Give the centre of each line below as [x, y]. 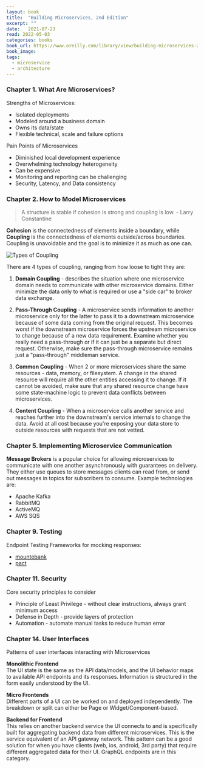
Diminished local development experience [67, 157]
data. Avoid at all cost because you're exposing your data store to [97, 423]
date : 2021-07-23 [31, 29]
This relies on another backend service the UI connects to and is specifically [102, 726]
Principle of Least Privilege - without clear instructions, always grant [100, 603]
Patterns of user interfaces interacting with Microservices [78, 652]
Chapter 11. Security [36, 579]
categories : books [29, 40]
